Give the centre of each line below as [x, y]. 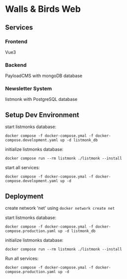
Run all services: [22, 259]
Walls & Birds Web [43, 9]
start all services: [23, 168]
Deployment [24, 196]
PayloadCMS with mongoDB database [44, 76]
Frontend [16, 42]
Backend [16, 65]
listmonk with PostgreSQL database [41, 99]
